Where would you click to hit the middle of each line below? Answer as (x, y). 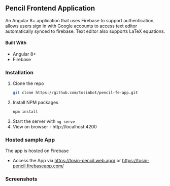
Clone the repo (28, 83)
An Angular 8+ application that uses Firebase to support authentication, (80, 20)
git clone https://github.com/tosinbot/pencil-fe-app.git (75, 93)
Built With (16, 43)
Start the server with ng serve (44, 121)
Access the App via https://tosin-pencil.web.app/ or (67, 161)
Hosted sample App (30, 139)
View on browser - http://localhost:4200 (55, 127)
